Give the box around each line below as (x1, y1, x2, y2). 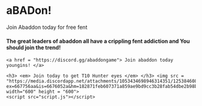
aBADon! (6, 4, 52, 17)
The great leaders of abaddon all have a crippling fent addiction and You (6, 37, 191, 45)
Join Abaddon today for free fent (6, 23, 88, 31)
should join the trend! (6, 43, 61, 51)
